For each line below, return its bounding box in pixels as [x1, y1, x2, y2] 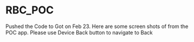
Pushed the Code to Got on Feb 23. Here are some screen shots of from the [5, 23, 189, 30]
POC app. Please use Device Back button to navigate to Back [5, 29, 153, 36]
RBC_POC [5, 3, 54, 17]
